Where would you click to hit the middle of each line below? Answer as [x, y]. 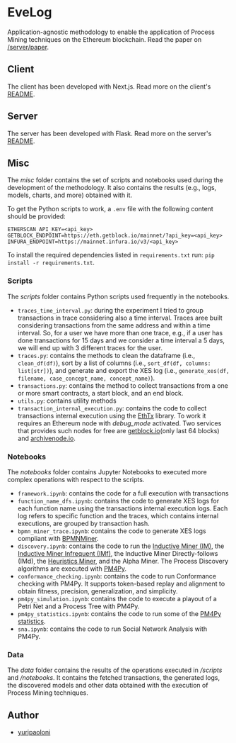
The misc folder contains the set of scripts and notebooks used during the [116, 180]
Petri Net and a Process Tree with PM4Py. [78, 606]
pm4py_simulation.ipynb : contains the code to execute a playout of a [117, 598]
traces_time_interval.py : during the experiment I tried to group [110, 310]
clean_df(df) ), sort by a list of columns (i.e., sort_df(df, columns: [114, 363]
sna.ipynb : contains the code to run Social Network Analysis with [112, 629]
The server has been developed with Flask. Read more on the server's [110, 133]
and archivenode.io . [47, 438]
